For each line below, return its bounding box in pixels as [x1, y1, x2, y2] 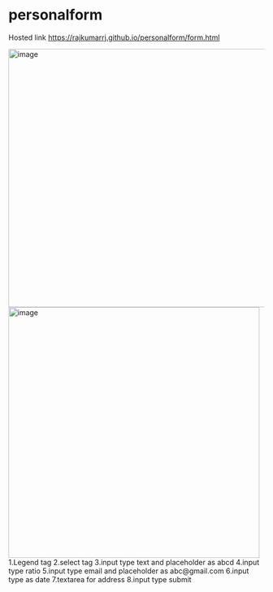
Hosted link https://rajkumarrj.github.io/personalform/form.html [8, 32, 220, 42]
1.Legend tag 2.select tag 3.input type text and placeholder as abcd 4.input [8, 557, 260, 567]
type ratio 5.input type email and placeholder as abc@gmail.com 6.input [8, 566, 249, 576]
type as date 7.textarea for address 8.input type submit [8, 574, 193, 584]
